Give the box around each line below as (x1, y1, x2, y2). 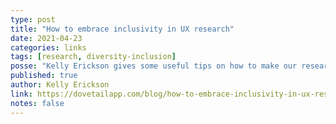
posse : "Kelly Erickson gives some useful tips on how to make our (10, 61, 298, 71)
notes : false (10, 98, 65, 108)
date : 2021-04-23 (10, 33, 83, 43)
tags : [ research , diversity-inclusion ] (10, 52, 177, 62)
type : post (10, 14, 56, 25)
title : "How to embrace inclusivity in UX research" (10, 24, 235, 34)
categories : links (10, 42, 87, 53)
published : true (10, 71, 78, 81)
